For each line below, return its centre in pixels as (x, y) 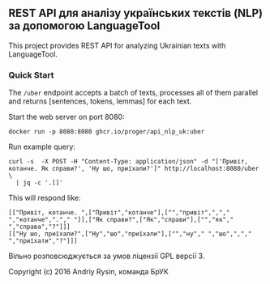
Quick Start (31, 74)
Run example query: (42, 147)
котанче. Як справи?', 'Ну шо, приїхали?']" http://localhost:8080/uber (134, 169)
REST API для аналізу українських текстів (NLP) (136, 13)
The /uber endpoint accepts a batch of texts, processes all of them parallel (133, 93)
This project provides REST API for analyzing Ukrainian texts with (117, 45)
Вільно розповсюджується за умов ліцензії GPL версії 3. (107, 256)
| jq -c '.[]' (39, 183)
